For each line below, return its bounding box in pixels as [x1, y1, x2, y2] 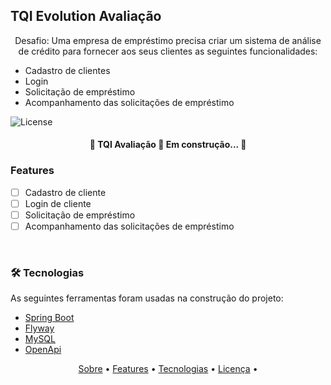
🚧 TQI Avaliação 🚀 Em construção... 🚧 [89, 139, 247, 151]
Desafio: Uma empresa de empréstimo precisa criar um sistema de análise [14, 34, 322, 46]
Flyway [24, 322, 55, 334]
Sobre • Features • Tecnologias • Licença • [78, 363, 258, 375]
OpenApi [24, 344, 62, 356]
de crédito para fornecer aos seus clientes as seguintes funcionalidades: [18, 45, 318, 57]
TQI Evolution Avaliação [10, 8, 162, 25]
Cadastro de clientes [24, 64, 111, 76]
